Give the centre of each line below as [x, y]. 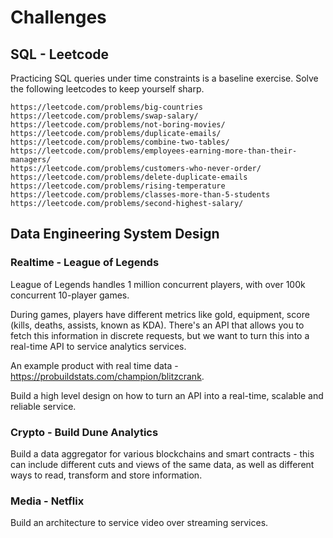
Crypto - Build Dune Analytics [84, 432]
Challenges [58, 17]
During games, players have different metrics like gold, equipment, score [160, 314]
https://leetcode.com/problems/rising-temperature [118, 186]
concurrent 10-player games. [70, 295]
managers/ [31, 160]
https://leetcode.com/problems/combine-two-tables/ [120, 142]
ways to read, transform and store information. [106, 475]
